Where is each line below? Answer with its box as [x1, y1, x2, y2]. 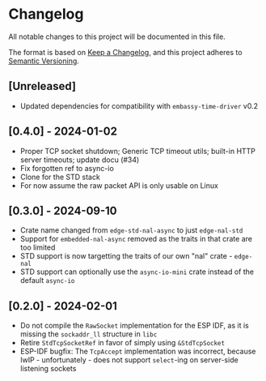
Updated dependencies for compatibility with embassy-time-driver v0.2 [19, 101, 259, 110]
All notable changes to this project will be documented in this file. [8, 32, 226, 41]
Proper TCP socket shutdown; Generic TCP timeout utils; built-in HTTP [19, 146, 256, 156]
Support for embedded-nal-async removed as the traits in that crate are [19, 234, 253, 244]
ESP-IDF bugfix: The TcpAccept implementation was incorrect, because [19, 346, 256, 357]
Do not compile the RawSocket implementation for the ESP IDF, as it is [19, 321, 249, 331]
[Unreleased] [8, 79, 77, 93]
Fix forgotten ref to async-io [19, 163, 115, 173]
